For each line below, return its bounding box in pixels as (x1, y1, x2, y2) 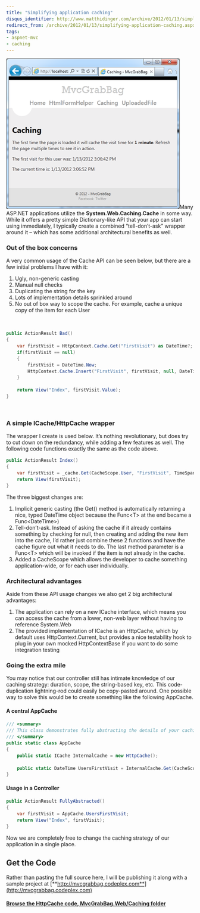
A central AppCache (6, 707, 58, 715)
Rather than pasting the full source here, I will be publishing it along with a (6, 874, 187, 881)
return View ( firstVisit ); (17, 476, 82, 482)
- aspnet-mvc (6, 35, 39, 41)
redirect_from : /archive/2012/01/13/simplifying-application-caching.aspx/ (6, 22, 198, 28)
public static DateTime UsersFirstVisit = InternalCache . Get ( (17, 765, 174, 771)
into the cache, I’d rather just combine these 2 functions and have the (14, 536, 186, 544)
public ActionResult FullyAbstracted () (6, 799, 105, 805)
